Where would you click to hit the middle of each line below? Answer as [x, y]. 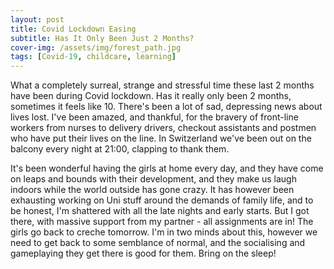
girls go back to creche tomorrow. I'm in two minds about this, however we [164, 232]
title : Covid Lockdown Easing [73, 29]
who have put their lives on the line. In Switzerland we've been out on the [161, 138]
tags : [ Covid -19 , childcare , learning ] [93, 57]
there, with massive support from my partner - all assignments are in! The [162, 222]
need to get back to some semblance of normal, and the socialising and [158, 243]
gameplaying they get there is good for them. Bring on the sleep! [143, 253]
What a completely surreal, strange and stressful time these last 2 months [162, 85]
